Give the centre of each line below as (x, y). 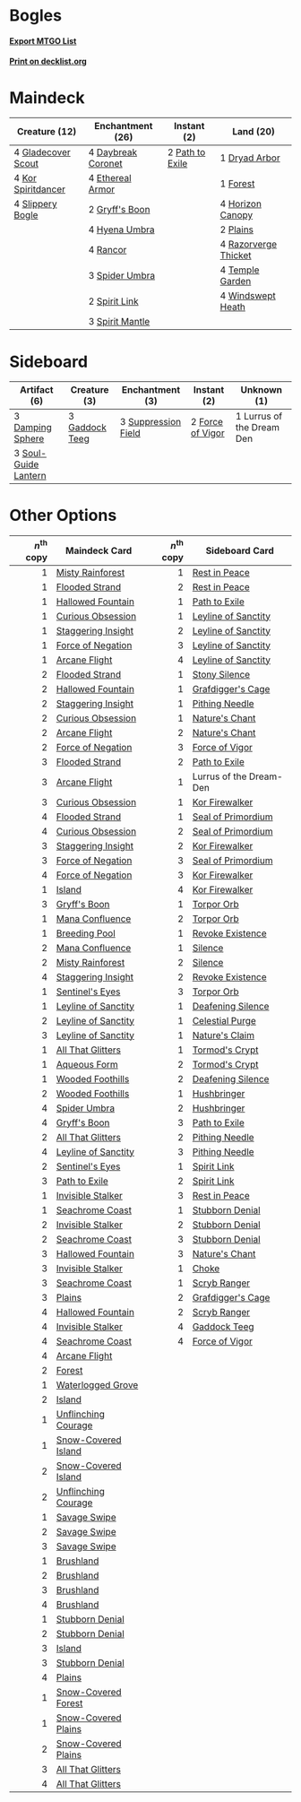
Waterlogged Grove (97, 1384)
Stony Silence (221, 674)
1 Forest (237, 184)
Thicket (236, 256)
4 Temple (240, 270)
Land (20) (254, 132)
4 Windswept (248, 296)
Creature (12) (47, 132)
